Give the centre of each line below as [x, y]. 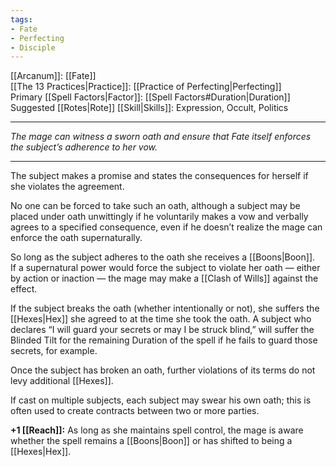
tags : [21, 19]
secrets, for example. [54, 351]
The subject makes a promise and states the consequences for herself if [159, 176]
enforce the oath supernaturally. [76, 238]
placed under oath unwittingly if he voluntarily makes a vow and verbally [159, 217]
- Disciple [33, 47]
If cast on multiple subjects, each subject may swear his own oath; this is [161, 400]
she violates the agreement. [67, 187]
